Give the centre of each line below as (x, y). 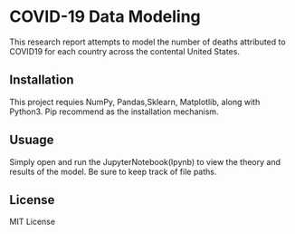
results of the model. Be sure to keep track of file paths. (113, 171)
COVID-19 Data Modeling (105, 17)
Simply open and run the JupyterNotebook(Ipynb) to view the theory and (145, 161)
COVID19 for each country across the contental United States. (124, 51)
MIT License (33, 222)
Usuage (32, 140)
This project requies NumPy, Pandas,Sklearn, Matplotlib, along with (135, 102)
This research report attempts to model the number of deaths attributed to (148, 42)
